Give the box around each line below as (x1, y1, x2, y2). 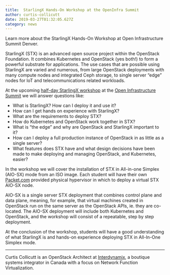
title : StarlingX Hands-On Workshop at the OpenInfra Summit (5, 7, 139, 13)
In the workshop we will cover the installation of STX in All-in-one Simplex (5, 166, 159, 172)
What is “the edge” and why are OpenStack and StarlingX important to (12, 124, 159, 130)
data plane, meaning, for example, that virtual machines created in (5, 198, 143, 204)
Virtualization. (5, 265, 34, 271)
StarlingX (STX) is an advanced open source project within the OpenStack (5, 51, 160, 57)
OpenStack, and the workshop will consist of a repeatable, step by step (5, 214, 154, 220)
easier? (12, 156, 28, 163)
